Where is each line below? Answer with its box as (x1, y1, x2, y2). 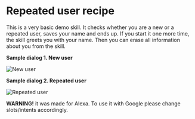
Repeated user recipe (6, 4, 115, 18)
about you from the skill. (6, 43, 66, 50)
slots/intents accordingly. (6, 106, 69, 113)
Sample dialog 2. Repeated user (6, 77, 86, 84)
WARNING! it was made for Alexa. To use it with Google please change (6, 99, 181, 107)
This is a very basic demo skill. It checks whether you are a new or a (6, 24, 174, 31)
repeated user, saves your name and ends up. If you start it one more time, (6, 30, 190, 37)
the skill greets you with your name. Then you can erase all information (6, 36, 181, 43)
